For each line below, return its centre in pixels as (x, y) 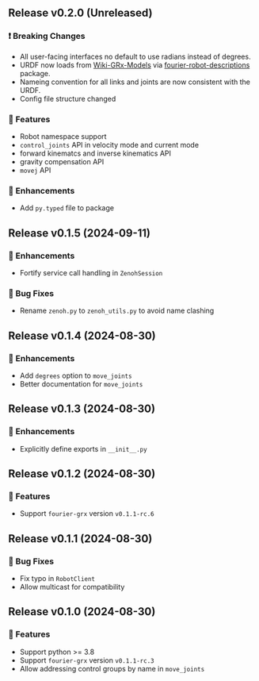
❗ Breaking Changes (47, 37)
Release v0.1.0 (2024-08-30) (82, 612)
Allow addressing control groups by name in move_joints (112, 668)
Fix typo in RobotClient (57, 579)
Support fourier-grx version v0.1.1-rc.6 (87, 514)
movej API (35, 170)
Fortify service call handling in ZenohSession (91, 272)
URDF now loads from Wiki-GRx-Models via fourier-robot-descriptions (135, 65)
